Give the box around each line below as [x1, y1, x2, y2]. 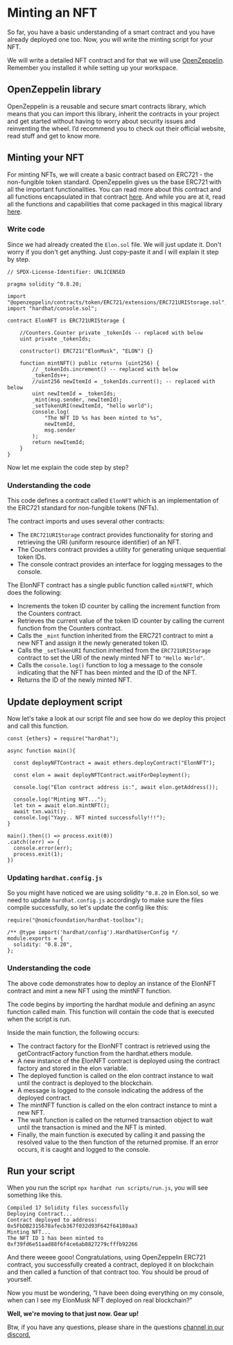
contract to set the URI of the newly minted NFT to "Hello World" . [17, 653, 205, 662]
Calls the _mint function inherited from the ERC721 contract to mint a [17, 631, 214, 640]
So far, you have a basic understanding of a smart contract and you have [7, 28, 216, 36]
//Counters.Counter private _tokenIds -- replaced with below [19, 329, 203, 336]
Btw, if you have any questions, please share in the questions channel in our [7, 1323, 224, 1332]
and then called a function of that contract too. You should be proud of [7, 1268, 209, 1276]
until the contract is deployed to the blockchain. [17, 1079, 154, 1087]
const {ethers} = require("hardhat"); [7, 735, 119, 742]
